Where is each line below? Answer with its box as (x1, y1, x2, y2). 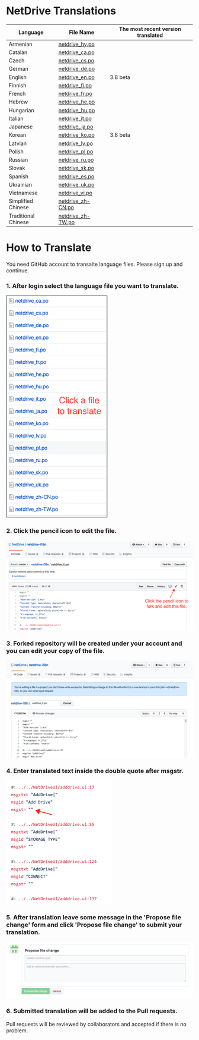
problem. (6, 1027, 28, 1034)
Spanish (8, 172, 28, 180)
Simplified (8, 197, 34, 205)
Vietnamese (8, 189, 38, 197)
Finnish (8, 81, 27, 89)
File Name (69, 29, 95, 36)
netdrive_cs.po (58, 57, 95, 64)
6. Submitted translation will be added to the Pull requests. (6, 1007, 178, 1015)
